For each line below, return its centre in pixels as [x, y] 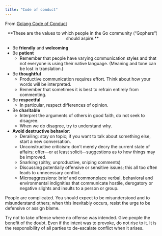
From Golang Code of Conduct [36, 24]
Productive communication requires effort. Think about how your [85, 79]
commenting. [33, 94]
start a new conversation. [45, 141]
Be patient [23, 53]
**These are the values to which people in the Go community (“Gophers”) [82, 33]
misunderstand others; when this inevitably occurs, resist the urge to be [78, 203]
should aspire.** [82, 38]
